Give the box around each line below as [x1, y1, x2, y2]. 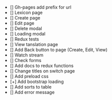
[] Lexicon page [10, 9, 43, 15]
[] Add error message [10, 89, 55, 95]
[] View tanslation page [10, 41, 58, 47]
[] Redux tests [10, 36, 39, 42]
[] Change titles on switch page [10, 68, 75, 74]
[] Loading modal [10, 31, 46, 36]
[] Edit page [10, 20, 35, 26]
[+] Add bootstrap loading [10, 78, 64, 84]
